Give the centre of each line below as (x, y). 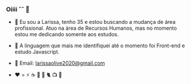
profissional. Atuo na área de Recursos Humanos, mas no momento (95, 28)
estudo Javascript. (37, 52)
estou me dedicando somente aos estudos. (67, 34)
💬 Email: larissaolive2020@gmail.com (60, 63)
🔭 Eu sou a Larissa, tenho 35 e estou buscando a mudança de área (95, 22)
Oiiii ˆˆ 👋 (18, 9)
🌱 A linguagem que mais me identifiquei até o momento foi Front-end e (100, 45)
